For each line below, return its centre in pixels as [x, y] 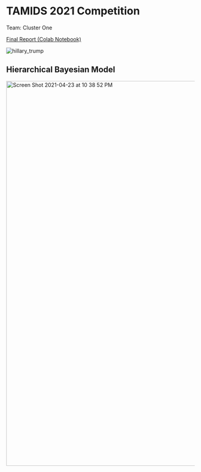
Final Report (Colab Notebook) [44, 39]
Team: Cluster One [29, 28]
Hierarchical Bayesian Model [61, 70]
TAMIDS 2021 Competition [73, 11]
